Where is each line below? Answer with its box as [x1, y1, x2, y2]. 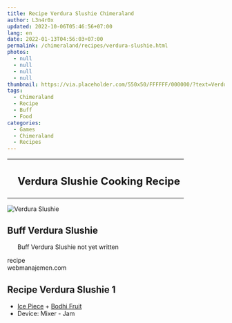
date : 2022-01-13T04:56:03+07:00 [7, 36, 104, 43]
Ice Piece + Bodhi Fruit [17, 302, 82, 311]
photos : [7, 49, 30, 56]
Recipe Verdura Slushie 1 [7, 284, 116, 295]
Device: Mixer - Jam [17, 309, 75, 318]
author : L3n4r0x [7, 17, 54, 24]
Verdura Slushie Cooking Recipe [17, 174, 181, 187]
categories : [7, 119, 41, 127]
